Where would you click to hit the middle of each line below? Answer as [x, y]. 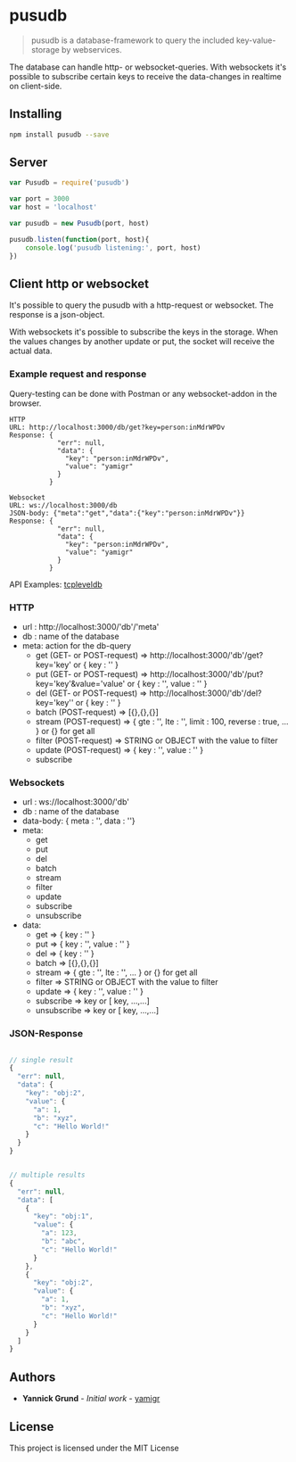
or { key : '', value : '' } [167, 683]
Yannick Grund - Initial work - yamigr [91, 1399]
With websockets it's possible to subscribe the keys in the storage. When [144, 332]
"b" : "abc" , [64, 1242]
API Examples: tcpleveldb [56, 584]
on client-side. [36, 86]
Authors [33, 1377]
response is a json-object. [57, 315]
